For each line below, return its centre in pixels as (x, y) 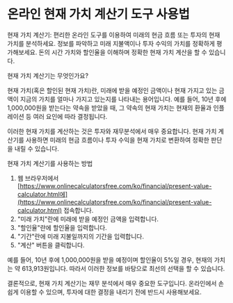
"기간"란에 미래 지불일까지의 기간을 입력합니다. (81, 236)
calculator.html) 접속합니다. (55, 210)
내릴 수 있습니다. (37, 148)
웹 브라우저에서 (38, 178)
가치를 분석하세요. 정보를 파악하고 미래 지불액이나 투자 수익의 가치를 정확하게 (111, 43)
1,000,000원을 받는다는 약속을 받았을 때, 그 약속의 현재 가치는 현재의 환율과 (110, 108)
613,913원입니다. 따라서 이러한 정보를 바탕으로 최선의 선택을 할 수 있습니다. (123, 268)
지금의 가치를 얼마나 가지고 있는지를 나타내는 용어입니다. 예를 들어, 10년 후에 (123, 99)
